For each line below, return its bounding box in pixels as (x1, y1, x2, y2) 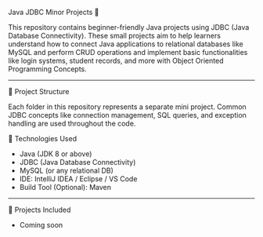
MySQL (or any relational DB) (19, 166, 113, 175)
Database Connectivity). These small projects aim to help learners (8, 31, 222, 40)
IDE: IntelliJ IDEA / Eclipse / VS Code (19, 174, 138, 184)
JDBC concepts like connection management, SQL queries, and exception (8, 111, 247, 119)
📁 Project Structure (8, 87, 70, 96)
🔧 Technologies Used (8, 134, 77, 143)
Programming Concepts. (8, 64, 88, 74)
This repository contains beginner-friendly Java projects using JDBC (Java (8, 23, 250, 31)
